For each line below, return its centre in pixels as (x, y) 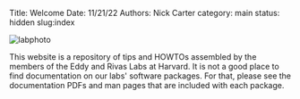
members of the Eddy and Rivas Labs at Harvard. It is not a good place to (144, 66)
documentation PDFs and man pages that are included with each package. (147, 85)
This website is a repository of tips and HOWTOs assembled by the (133, 57)
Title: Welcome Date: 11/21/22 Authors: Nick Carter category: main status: (145, 13)
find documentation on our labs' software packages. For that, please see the (150, 76)
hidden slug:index (42, 22)
